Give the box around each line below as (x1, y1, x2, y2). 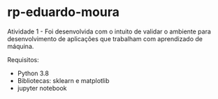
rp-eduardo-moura (7, 4, 120, 20)
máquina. (7, 42, 34, 50)
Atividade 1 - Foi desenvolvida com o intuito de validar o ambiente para (7, 27, 212, 36)
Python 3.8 (17, 69, 49, 77)
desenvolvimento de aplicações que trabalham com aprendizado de (7, 34, 203, 43)
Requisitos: (7, 55, 40, 63)
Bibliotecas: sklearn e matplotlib (17, 76, 110, 84)
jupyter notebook (17, 84, 67, 92)
